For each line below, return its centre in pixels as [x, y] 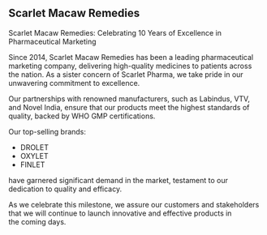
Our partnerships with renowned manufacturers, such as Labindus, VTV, [129, 98]
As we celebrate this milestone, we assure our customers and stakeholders [134, 204]
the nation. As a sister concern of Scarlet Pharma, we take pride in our [126, 74]
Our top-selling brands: [47, 131]
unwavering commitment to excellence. [74, 83]
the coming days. [37, 221]
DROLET [34, 147]
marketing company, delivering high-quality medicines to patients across [130, 66]
